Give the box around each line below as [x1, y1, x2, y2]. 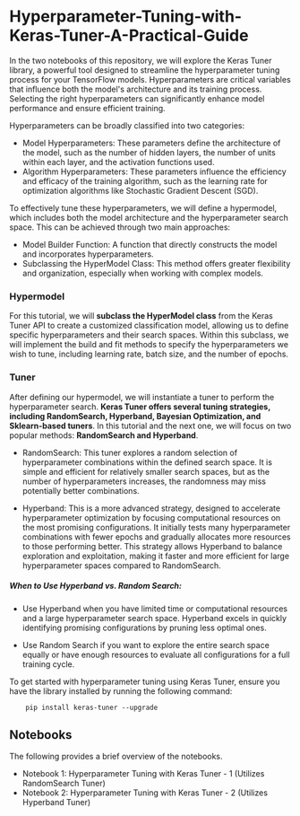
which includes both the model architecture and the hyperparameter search [9, 212, 288, 223]
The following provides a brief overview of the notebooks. [9, 751, 223, 762]
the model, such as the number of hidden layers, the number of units [21, 146, 276, 158]
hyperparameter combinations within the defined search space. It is [21, 456, 273, 468]
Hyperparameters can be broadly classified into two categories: [9, 119, 244, 131]
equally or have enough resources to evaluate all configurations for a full [21, 649, 290, 660]
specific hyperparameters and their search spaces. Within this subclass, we [9, 329, 289, 340]
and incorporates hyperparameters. [21, 249, 154, 259]
